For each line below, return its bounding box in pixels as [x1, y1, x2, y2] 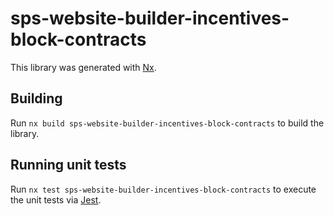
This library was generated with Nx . [10, 61, 157, 73]
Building [10, 90, 63, 107]
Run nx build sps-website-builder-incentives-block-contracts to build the [10, 117, 325, 129]
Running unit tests [10, 157, 127, 174]
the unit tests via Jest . [10, 193, 102, 206]
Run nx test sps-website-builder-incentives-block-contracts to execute [10, 183, 317, 195]
